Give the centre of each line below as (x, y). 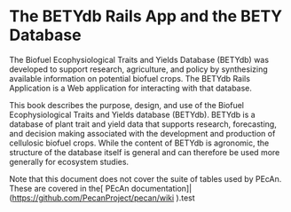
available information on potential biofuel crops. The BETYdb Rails (130, 78)
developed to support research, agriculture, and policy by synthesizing (138, 69)
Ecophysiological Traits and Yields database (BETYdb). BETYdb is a (132, 114)
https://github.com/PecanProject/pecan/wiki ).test (103, 198)
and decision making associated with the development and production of (142, 133)
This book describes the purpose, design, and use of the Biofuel (126, 105)
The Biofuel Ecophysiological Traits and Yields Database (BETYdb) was (139, 59)
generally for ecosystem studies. (69, 161)
